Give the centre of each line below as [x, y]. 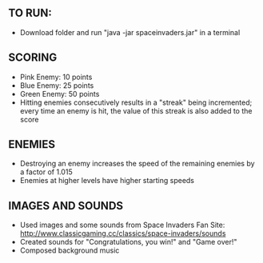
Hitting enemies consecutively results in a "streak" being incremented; [136, 102]
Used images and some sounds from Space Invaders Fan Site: [122, 225]
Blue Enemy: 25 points [57, 85]
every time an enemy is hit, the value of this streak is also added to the [136, 110]
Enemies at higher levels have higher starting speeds [107, 181]
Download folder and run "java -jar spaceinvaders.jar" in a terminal [130, 32]
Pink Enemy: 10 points [56, 77]
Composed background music [70, 250]
